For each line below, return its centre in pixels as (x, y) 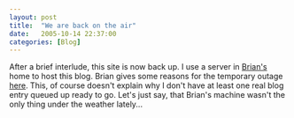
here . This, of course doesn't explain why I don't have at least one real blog (147, 85)
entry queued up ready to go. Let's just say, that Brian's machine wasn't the (147, 95)
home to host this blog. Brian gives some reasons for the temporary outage (146, 77)
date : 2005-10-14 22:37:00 (63, 33)
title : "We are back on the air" (73, 26)
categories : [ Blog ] (45, 42)
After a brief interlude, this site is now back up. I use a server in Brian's (138, 67)
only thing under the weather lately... (76, 104)
